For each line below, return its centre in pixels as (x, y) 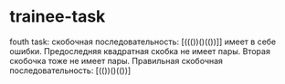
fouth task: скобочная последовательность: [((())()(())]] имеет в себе (143, 42)
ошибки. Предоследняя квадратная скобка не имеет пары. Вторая (140, 51)
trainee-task (58, 17)
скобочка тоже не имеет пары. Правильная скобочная (116, 61)
